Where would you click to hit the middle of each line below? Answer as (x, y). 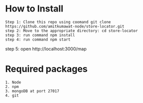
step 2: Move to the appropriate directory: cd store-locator (71, 30)
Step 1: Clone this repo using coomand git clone (58, 22)
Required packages (46, 69)
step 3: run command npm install (40, 35)
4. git (12, 95)
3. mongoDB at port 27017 (32, 91)
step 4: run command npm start (38, 39)
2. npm (12, 86)
